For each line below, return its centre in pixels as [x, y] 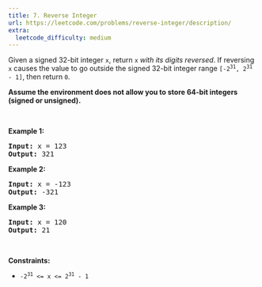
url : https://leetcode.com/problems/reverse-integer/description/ [120, 23]
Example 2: [27, 169]
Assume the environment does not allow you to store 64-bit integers [123, 93]
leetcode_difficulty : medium [63, 38]
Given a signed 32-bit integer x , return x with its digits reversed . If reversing [131, 60]
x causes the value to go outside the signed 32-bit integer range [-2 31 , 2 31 [131, 69]
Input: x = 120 [38, 223]
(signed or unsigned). [45, 100]
